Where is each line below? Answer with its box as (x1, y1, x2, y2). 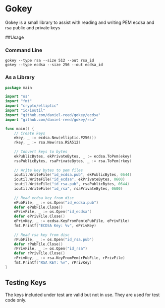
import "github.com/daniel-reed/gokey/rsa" (5, 117, 97, 122)
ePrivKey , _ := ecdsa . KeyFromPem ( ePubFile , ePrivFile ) (14, 219, 130, 224)
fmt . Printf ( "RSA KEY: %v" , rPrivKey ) (14, 260, 92, 265)
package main (5, 85, 32, 90)
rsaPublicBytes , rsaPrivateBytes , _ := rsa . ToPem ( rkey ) (14, 158, 132, 163)
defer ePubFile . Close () (14, 205, 63, 210)
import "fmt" (5, 99, 32, 104)
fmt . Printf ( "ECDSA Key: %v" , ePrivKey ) (14, 223, 97, 229)
